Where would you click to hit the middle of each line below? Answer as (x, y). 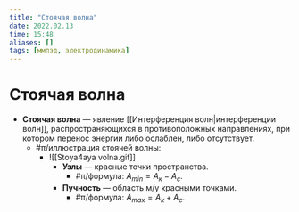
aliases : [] (31, 42)
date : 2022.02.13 (42, 26)
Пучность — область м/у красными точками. (149, 187)
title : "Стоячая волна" (54, 17)
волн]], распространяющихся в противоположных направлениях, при (156, 129)
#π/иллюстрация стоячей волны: (98, 148)
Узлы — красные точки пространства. (135, 167)
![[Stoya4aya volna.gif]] (92, 158)
